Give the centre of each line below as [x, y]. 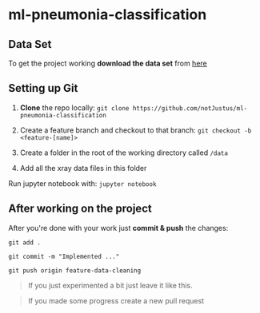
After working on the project [80, 209]
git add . [25, 242]
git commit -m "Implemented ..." [64, 256]
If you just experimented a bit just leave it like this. [110, 285]
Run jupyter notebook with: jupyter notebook [82, 183]
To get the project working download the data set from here [108, 63]
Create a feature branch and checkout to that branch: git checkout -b [136, 130]
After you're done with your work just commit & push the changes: [118, 228]
